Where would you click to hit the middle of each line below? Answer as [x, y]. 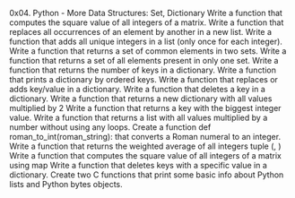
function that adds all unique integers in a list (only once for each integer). [146, 41]
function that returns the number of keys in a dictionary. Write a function [143, 70]
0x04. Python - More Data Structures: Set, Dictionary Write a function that [146, 13]
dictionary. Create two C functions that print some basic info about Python [147, 175]
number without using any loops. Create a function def [110, 127]
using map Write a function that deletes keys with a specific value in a [138, 165]
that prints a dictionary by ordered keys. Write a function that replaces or [143, 79]
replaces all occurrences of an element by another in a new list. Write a [140, 32]
